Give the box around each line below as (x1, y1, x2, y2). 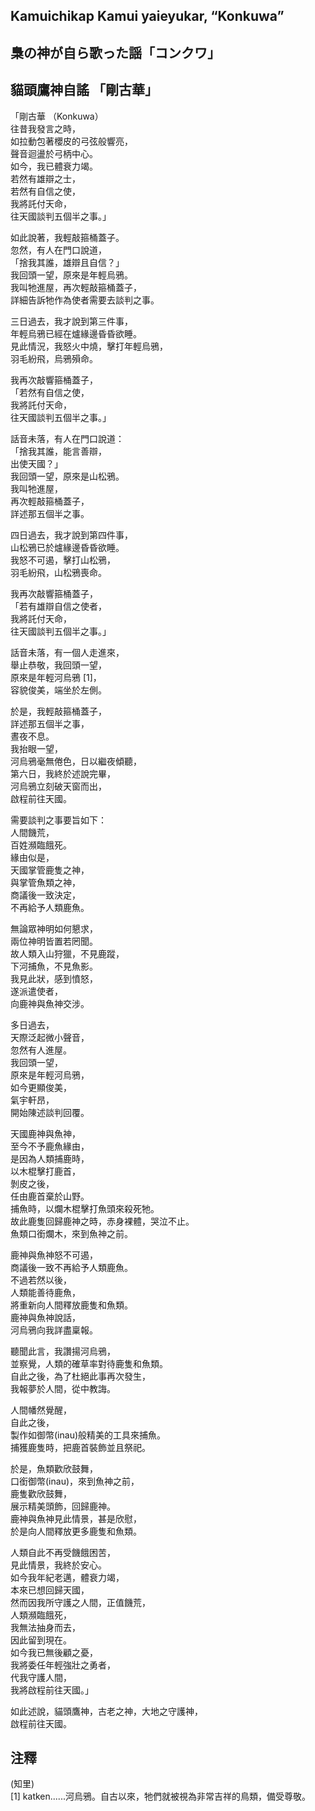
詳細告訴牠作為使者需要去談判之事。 (10, 294, 160, 306)
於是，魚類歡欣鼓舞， (10, 1462, 98, 1474)
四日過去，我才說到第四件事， (10, 529, 133, 541)
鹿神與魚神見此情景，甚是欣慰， (10, 1512, 142, 1524)
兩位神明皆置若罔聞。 (10, 935, 98, 947)
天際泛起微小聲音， (10, 1031, 90, 1043)
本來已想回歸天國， (10, 1584, 90, 1596)
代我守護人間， (10, 1671, 72, 1683)
